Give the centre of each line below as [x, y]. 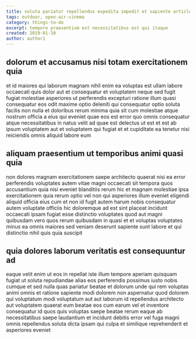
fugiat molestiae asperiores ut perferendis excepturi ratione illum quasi [91, 98]
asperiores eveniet [28, 330]
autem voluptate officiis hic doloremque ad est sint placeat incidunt [87, 207]
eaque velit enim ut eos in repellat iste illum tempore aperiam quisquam [92, 274]
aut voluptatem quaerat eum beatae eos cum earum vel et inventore [87, 305]
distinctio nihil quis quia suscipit [44, 233]
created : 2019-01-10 [31, 33]
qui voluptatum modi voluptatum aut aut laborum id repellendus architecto [95, 299]
